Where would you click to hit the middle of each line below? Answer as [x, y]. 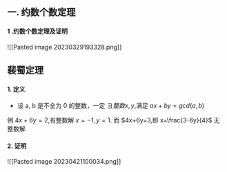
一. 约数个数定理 [41, 12]
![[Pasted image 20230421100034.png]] [64, 162]
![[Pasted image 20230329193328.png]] [65, 47]
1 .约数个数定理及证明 [38, 31]
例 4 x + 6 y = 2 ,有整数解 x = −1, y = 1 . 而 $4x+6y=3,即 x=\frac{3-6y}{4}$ [110, 120]
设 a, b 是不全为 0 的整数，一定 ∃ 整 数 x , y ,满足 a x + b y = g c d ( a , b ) [111, 106]
